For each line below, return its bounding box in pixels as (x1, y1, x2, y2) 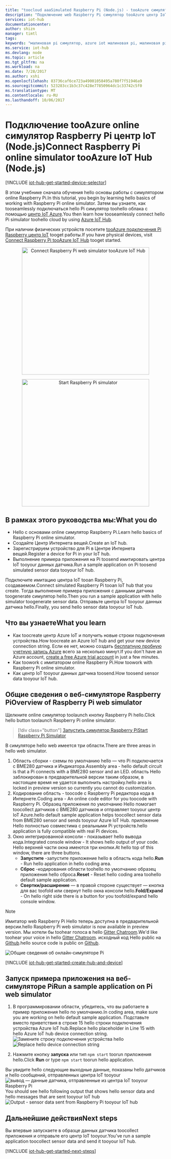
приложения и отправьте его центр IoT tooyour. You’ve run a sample (5, 1133, 151, 1139)
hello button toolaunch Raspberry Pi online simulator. (5, 717, 116, 723)
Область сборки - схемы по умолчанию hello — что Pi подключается (12, 758, 163, 764)
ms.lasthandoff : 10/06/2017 (5, 97, 65, 102)
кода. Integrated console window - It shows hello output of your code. (12, 839, 159, 845)
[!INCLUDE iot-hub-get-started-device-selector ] (5, 179, 107, 186)
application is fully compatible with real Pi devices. (12, 828, 119, 834)
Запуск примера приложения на (5, 974, 115, 983)
